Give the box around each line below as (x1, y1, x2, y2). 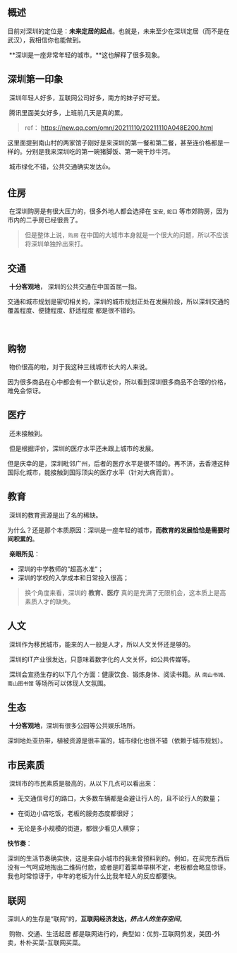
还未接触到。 (8, 429, 47, 438)
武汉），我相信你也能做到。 (7, 35, 85, 44)
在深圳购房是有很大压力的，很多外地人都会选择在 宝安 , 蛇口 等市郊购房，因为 (8, 207, 229, 215)
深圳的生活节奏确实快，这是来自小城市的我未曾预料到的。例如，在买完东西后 (7, 854, 230, 863)
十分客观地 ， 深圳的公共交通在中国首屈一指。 (8, 282, 141, 291)
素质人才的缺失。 (24, 597, 75, 606)
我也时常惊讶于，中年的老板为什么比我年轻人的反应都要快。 (7, 872, 181, 880)
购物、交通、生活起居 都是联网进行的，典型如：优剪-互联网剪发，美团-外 (8, 929, 221, 937)
